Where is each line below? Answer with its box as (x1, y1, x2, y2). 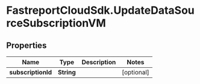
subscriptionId (9, 68, 52, 76)
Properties (6, 40, 47, 50)
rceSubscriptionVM (6, 16, 107, 30)
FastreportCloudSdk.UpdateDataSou (6, 4, 195, 17)
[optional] (121, 68, 149, 76)
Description (81, 58, 116, 66)
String (57, 68, 77, 76)
